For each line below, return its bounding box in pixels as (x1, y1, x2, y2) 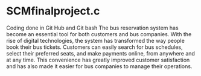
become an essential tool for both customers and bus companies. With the (6, 30, 192, 37)
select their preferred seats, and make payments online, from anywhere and (6, 49, 195, 57)
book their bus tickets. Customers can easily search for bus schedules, (6, 43, 183, 51)
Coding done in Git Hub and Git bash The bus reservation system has (6, 24, 179, 31)
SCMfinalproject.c (6, 4, 100, 18)
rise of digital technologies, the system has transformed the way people (6, 37, 185, 44)
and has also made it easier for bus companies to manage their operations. (6, 62, 193, 70)
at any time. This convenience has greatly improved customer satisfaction (6, 56, 190, 63)
